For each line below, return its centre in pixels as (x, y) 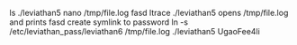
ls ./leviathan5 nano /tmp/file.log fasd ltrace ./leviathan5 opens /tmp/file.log (149, 13)
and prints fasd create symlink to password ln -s (99, 22)
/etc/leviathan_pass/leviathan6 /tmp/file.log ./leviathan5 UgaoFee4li (135, 31)
